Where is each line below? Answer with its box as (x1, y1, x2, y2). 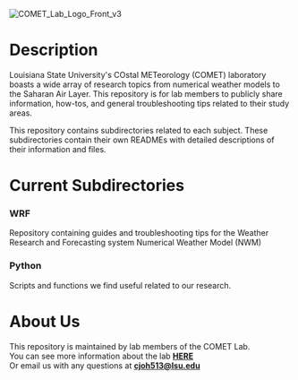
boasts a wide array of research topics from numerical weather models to (9, 79, 280, 90)
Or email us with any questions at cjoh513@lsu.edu (9, 359, 200, 371)
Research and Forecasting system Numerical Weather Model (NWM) (9, 237, 262, 248)
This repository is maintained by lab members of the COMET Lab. (9, 341, 251, 351)
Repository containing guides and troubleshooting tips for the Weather (9, 228, 269, 238)
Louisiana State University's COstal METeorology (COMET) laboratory (9, 69, 267, 80)
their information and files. (9, 143, 106, 154)
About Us (9, 311, 81, 332)
